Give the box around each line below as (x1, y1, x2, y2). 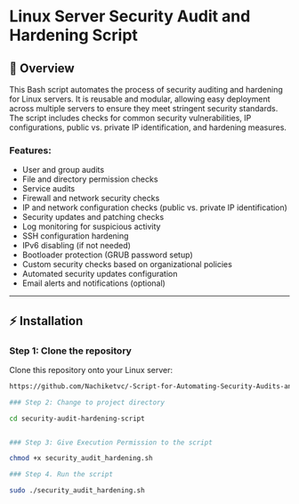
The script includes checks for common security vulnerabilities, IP (9, 113, 252, 123)
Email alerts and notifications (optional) (21, 278, 166, 289)
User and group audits (21, 165, 105, 175)
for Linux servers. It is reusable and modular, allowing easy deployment (9, 93, 271, 104)
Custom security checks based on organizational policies (21, 259, 233, 270)
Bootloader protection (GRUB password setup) (21, 249, 193, 260)
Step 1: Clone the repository (9, 345, 132, 357)
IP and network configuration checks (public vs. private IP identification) (21, 202, 287, 213)
